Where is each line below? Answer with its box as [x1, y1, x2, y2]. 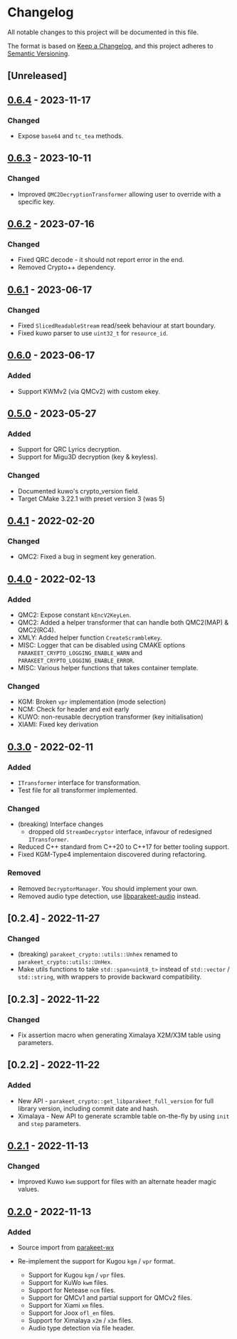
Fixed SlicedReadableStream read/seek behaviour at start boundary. [17, 321, 216, 330]
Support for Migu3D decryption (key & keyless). [17, 453, 158, 462]
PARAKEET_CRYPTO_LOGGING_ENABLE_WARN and [17, 649, 143, 657]
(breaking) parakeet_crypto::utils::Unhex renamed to [17, 950, 178, 959]
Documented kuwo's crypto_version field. [17, 486, 140, 495]
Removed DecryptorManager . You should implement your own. [17, 884, 198, 892]
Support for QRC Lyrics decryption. [17, 445, 122, 454]
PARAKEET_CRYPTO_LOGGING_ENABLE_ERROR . [17, 656, 135, 665]
